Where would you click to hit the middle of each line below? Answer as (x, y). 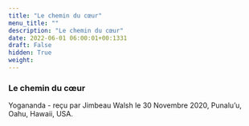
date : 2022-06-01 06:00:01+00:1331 (68, 38)
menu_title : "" (34, 23)
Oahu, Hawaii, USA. (41, 114)
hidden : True (30, 53)
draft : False (30, 45)
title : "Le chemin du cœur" (55, 16)
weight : (21, 61)
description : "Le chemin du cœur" (66, 30)
